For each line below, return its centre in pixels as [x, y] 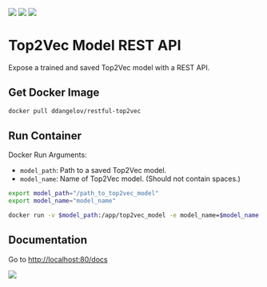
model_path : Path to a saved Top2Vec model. [93, 171]
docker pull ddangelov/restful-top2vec [75, 111]
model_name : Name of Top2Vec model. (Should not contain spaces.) [130, 179]
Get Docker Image [54, 93]
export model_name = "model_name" [62, 201]
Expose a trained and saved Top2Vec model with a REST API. [109, 67]
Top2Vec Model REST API [95, 46]
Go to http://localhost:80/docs [58, 259]
